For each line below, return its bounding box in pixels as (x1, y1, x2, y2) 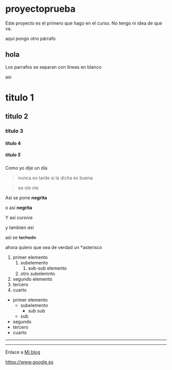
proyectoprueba (5, 3, 76, 15)
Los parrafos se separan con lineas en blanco (5, 64, 102, 70)
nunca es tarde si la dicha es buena (17, 175, 93, 181)
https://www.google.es (5, 359, 54, 365)
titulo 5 (5, 152, 21, 158)
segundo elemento (12, 276, 53, 282)
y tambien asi (5, 224, 34, 231)
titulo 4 (5, 140, 21, 146)
